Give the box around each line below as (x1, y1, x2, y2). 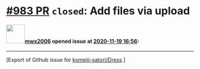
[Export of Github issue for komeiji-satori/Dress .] (6, 57, 126, 64)
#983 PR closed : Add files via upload (6, 4, 190, 18)
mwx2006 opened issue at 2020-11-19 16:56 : (24, 37, 139, 45)
